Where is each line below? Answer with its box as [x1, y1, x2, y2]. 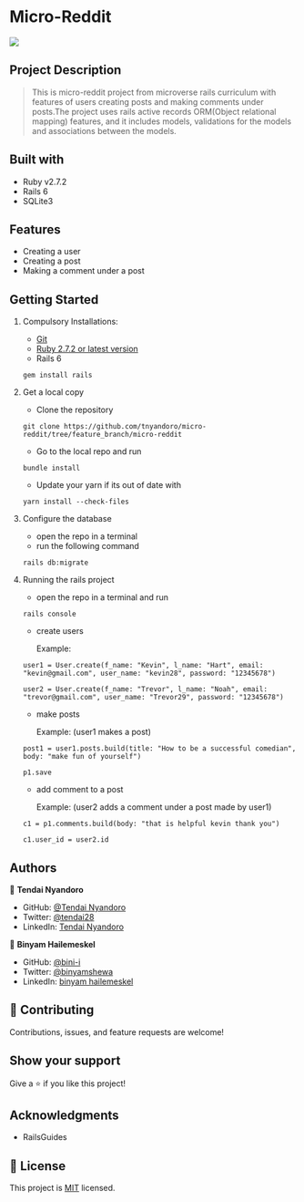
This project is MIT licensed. [9, 1183, 116, 1194]
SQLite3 [22, 195, 54, 206]
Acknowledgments [9, 1108, 120, 1124]
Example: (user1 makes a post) [35, 727, 152, 738]
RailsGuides [22, 1132, 68, 1143]
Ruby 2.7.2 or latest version [35, 344, 138, 355]
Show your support [9, 1053, 121, 1069]
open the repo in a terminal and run [35, 592, 169, 603]
